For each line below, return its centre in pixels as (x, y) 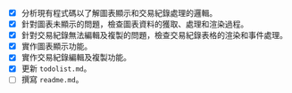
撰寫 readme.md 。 (52, 80)
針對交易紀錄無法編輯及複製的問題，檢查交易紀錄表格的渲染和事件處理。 (154, 35)
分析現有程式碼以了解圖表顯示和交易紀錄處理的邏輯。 (119, 13)
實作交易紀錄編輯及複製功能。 (76, 58)
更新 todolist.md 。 (56, 68)
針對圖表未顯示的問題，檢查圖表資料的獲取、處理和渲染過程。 (135, 24)
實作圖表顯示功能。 (57, 46)
